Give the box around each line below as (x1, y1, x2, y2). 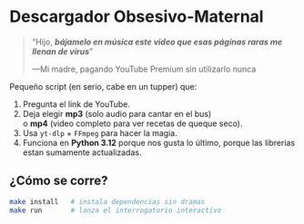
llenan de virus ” (31, 45, 94, 56)
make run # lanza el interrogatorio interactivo (9, 206, 222, 215)
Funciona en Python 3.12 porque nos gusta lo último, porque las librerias (22, 137, 296, 148)
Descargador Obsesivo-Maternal (9, 6, 264, 27)
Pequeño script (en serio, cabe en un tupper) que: (9, 81, 198, 92)
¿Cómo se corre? (9, 173, 108, 189)
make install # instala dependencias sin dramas (9, 197, 206, 206)
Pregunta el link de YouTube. (22, 98, 130, 110)
